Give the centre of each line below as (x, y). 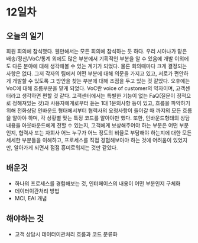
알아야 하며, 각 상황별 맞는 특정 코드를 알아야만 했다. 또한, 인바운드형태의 (95, 118)
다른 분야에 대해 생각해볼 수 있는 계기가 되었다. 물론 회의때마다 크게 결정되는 (100, 66)
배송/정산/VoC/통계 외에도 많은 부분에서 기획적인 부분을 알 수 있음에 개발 (90, 59)
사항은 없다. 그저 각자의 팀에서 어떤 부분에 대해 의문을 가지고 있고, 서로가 (90, 73)
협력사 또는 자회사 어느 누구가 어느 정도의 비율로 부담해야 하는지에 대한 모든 (105, 133)
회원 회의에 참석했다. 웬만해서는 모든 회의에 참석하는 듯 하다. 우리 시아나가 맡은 (97, 51)
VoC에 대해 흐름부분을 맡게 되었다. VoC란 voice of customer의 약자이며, (90, 88)
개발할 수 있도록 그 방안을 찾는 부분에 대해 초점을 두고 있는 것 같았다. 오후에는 (101, 81)
